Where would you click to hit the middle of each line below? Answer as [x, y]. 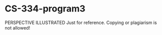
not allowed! [17, 27]
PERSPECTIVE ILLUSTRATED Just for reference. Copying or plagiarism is [81, 22]
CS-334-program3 [45, 9]
